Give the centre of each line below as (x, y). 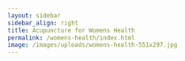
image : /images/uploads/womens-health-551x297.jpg (92, 45)
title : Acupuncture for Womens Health (71, 30)
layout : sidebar (34, 15)
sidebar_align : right (43, 23)
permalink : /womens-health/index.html (71, 38)
